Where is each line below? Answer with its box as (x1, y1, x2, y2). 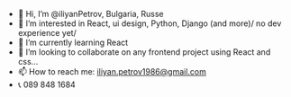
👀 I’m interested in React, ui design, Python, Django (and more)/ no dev (17, 18, 282, 29)
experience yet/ (17, 28, 77, 38)
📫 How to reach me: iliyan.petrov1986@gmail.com (17, 66, 207, 76)
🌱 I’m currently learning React (17, 37, 129, 48)
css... (17, 57, 39, 66)
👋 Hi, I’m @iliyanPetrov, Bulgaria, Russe (17, 9, 164, 19)
